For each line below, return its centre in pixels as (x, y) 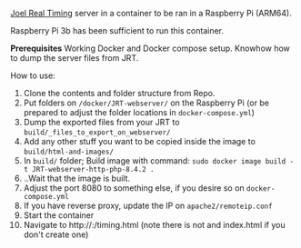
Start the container (59, 215)
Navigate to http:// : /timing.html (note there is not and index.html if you (154, 225)
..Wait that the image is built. (77, 178)
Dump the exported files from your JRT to (101, 122)
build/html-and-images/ (69, 152)
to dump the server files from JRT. (75, 58)
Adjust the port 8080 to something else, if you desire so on (134, 188)
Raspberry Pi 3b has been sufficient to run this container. (117, 30)
